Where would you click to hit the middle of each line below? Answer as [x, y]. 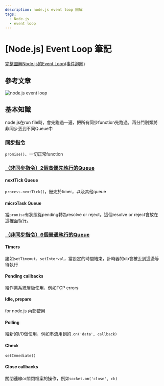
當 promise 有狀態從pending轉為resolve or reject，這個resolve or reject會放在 [82, 215]
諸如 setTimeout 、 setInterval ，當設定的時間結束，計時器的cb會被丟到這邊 [80, 258]
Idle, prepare [18, 299]
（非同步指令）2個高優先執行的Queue [50, 168]
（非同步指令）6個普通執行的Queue [47, 235]
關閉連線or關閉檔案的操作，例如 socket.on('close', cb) [61, 378]
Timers [12, 247]
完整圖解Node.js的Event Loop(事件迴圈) [45, 64]
